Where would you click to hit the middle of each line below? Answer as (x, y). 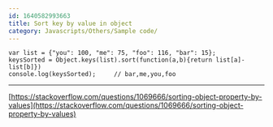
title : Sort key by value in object (70, 23)
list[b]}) (25, 67)
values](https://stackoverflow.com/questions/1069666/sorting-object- (126, 105)
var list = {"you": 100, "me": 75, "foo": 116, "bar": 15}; (113, 53)
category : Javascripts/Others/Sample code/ (83, 31)
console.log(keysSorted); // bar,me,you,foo (92, 74)
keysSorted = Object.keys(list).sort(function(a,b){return (110, 60)
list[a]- (230, 60)
